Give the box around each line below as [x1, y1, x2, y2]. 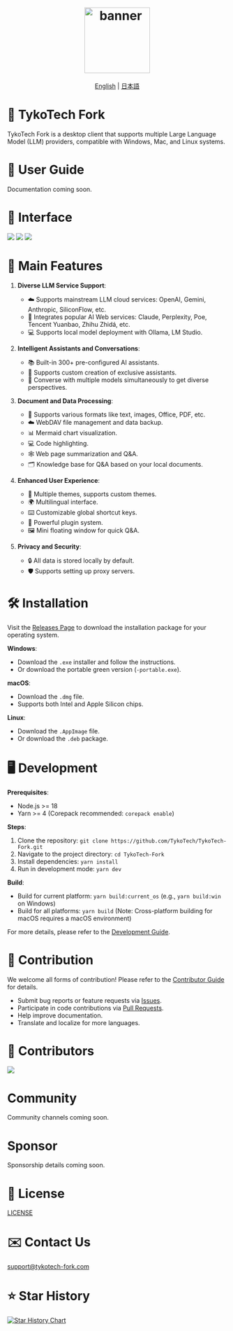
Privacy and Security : [17, 542, 82, 551]
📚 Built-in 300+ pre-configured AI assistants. [27, 358, 159, 367]
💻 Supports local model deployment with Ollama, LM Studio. [27, 328, 203, 336]
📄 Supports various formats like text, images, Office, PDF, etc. [27, 410, 206, 418]
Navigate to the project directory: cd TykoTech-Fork [17, 850, 165, 858]
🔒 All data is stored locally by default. [27, 556, 135, 565]
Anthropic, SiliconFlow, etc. [27, 305, 107, 314]
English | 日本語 [94, 81, 140, 90]
